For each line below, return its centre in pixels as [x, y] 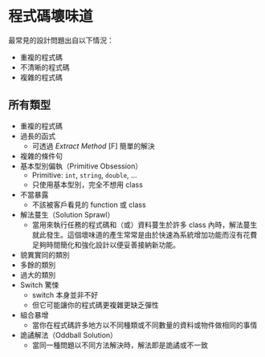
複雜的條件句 [41, 156]
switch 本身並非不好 [65, 294]
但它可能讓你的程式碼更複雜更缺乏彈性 [95, 305]
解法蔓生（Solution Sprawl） [67, 214]
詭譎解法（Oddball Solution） [69, 335]
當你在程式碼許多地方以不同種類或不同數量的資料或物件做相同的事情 [145, 325]
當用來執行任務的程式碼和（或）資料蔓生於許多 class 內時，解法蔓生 [145, 225]
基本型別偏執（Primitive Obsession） [81, 166]
